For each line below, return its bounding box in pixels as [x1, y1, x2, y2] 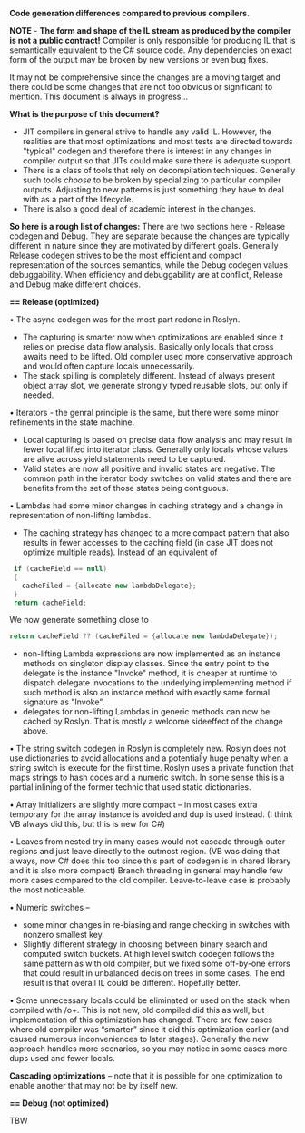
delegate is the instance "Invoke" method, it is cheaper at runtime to [22, 667, 278, 679]
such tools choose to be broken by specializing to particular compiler [22, 174, 281, 185]
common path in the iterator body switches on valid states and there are [22, 473, 292, 484]
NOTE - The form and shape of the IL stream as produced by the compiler [9, 25, 292, 35]
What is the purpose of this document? [9, 109, 161, 119]
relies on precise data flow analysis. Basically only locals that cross [22, 341, 274, 352]
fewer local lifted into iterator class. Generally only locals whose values [22, 444, 289, 455]
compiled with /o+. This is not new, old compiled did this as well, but [9, 1005, 265, 1016]
